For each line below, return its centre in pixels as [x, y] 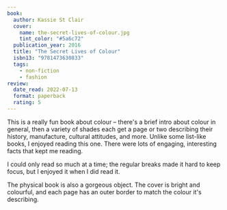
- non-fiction [39, 70]
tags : [21, 64]
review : [18, 83]
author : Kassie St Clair [49, 20]
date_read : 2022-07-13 [45, 90]
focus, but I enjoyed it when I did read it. [64, 171]
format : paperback [40, 96]
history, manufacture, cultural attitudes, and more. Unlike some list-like [107, 136]
